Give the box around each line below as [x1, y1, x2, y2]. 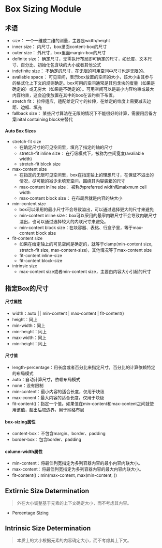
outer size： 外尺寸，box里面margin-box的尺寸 [12, 50, 106, 55]
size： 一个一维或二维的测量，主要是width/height [12, 38, 110, 43]
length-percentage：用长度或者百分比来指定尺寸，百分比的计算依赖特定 [12, 365, 156, 370]
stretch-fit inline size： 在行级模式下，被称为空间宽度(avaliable [19, 150, 144, 156]
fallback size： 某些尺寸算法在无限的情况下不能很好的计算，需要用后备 [12, 111, 153, 116]
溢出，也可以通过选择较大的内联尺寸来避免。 [19, 219, 109, 225]
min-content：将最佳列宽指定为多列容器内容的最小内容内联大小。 [12, 460, 143, 466]
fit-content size [12, 235, 43, 241]
